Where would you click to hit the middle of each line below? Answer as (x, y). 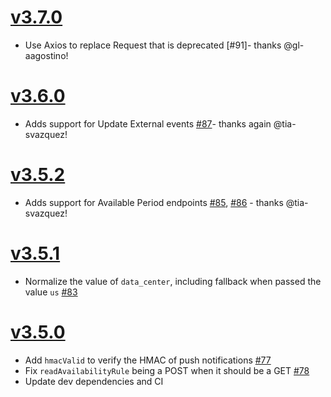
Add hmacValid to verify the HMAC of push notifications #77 (148, 360)
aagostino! (46, 55)
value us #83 (51, 292)
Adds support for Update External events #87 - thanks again (148, 123)
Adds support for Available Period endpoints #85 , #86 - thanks (154, 202)
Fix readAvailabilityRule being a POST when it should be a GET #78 (167, 370)
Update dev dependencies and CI (94, 381)
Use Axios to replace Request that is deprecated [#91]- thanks (153, 45)
